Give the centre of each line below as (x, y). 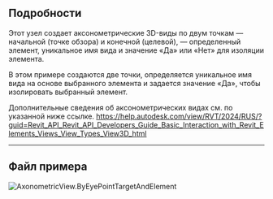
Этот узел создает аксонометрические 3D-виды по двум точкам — (126, 32)
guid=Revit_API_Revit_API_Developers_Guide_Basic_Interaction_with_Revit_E (136, 124)
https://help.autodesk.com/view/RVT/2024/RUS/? (179, 116)
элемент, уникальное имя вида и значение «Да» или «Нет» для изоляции (136, 50)
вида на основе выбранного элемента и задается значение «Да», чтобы (135, 83)
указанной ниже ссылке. (52, 116)
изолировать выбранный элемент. (68, 92)
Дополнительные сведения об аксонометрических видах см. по (121, 107)
